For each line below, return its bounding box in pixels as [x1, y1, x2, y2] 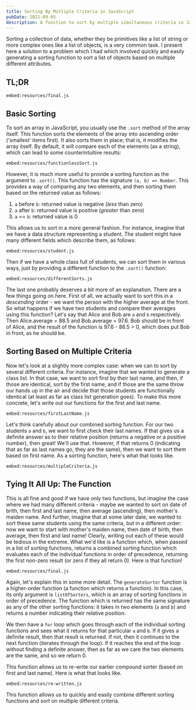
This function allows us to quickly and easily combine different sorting [6, 691, 174, 698]
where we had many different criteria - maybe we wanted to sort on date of [6, 501, 187, 508]
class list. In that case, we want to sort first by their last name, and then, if [6, 374, 184, 381]
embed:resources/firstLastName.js [6, 411, 90, 416]
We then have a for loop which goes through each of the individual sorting [6, 621, 185, 628]
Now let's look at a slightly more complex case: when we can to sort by [6, 362, 177, 369]
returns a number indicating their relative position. [6, 609, 127, 616]
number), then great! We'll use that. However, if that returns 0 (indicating [6, 439, 181, 446]
